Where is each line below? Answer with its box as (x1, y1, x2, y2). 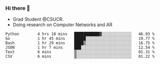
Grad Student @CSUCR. (12, 16, 64, 23)
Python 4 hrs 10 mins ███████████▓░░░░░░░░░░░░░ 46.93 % (5, 32, 155, 37)
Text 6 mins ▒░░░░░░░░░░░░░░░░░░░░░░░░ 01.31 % (5, 50, 155, 55)
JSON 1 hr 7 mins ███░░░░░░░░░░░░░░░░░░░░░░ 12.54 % (5, 45, 155, 50)
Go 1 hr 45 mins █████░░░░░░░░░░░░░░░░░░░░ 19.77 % (5, 36, 155, 41)
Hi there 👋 (5, 5, 31, 12)
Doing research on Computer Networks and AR (12, 22, 113, 28)
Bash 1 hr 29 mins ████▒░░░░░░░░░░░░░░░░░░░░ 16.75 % (5, 40, 155, 46)
